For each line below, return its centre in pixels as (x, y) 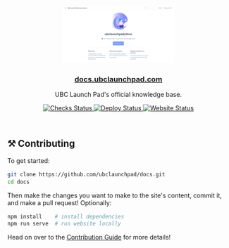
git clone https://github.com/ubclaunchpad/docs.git (86, 174)
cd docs (19, 182)
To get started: (29, 160)
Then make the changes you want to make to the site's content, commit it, (114, 195)
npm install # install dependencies (66, 216)
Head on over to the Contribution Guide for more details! (89, 237)
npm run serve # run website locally (64, 224)
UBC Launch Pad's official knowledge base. (118, 94)
